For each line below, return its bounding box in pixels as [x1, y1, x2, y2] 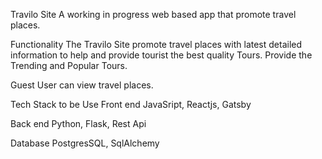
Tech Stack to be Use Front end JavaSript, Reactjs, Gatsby [10, 99, 252, 110]
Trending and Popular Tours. [10, 60, 128, 71]
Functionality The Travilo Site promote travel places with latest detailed [10, 39, 303, 50]
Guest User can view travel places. [10, 79, 154, 91]
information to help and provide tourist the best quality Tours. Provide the [10, 49, 313, 61]
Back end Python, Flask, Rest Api [10, 118, 147, 129]
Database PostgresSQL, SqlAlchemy [10, 137, 160, 149]
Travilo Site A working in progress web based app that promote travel [10, 9, 297, 20]
